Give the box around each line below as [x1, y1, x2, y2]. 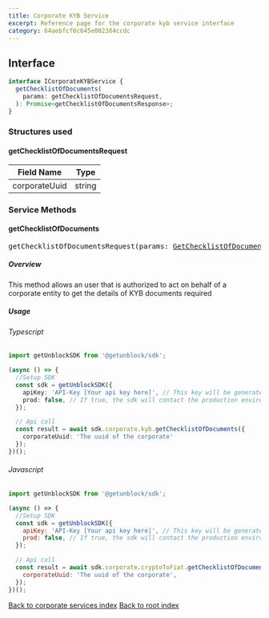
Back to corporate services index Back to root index [8, 600, 179, 610]
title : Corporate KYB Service [8, 11, 110, 20]
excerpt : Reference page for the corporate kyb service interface [8, 19, 235, 27]
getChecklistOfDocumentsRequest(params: [8, 241, 170, 251]
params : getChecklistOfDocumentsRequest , [22, 92, 163, 100]
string [74, 180, 97, 191]
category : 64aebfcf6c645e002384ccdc [8, 26, 130, 34]
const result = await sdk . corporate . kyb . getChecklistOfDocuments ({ [15, 426, 246, 434]
